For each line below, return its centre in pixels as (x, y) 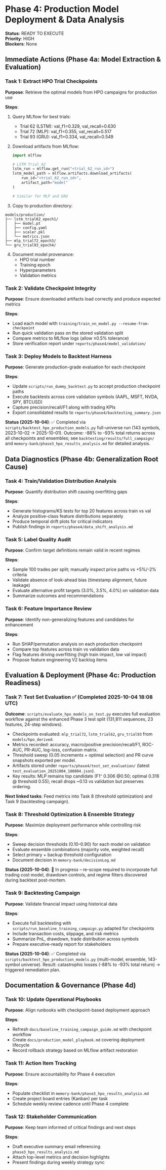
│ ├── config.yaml (26, 228)
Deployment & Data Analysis (65, 20)
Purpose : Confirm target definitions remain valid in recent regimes (73, 550)
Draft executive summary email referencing (56, 1147)
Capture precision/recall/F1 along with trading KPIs (64, 407)
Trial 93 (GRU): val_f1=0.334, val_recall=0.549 (66, 137)
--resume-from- (134, 324)
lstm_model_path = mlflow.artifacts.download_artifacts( (72, 174)
